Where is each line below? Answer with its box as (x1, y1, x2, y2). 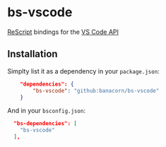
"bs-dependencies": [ (13, 120, 78, 127)
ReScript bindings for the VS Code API (7, 28, 119, 36)
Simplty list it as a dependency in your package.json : (7, 66, 160, 75)
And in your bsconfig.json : (7, 107, 86, 115)
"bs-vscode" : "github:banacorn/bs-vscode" (32, 87, 160, 94)
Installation (7, 48, 58, 60)
